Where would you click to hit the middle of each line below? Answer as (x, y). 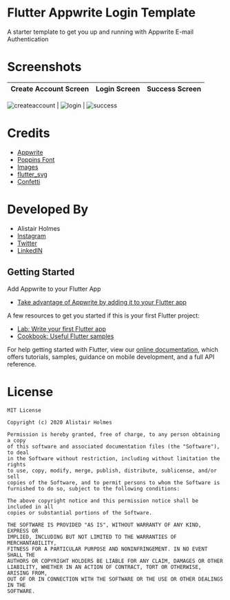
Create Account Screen (50, 89)
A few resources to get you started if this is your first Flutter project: (103, 315)
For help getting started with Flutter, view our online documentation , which (113, 349)
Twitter (27, 243)
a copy (17, 440)
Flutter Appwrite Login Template (102, 13)
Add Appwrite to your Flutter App (54, 289)
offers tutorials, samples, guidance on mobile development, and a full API (111, 357)
